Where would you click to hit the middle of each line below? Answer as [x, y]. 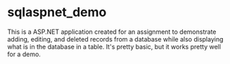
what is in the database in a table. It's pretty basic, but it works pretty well [114, 46]
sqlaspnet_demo [57, 12]
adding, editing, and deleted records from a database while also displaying [115, 39]
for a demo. [24, 54]
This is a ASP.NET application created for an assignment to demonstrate [112, 32]
